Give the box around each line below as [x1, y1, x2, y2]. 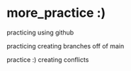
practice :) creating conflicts [6, 55, 89, 64]
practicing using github [6, 28, 74, 37]
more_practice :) [6, 5, 106, 21]
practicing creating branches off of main [6, 41, 125, 50]
